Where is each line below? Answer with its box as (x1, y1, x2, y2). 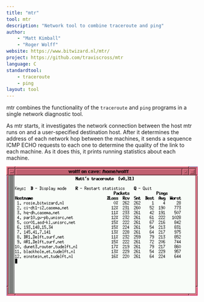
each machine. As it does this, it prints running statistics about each (6, 148, 176, 155)
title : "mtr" (6, 10, 39, 16)
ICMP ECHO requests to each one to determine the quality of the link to (6, 141, 185, 149)
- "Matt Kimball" (17, 35, 61, 42)
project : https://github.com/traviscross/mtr (6, 55, 123, 61)
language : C (6, 61, 36, 67)
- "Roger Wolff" (17, 42, 59, 48)
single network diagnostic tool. (6, 110, 84, 118)
